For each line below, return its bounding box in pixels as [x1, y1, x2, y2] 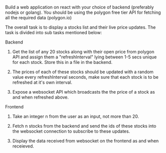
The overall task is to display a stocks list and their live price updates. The [5, 24, 156, 30]
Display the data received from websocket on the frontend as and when [12, 138, 159, 144]
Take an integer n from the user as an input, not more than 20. [12, 113, 139, 119]
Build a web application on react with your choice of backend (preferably [5, 4, 154, 10]
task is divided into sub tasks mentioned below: [5, 30, 102, 35]
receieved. [12, 143, 34, 149]
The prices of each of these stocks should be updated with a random [12, 69, 154, 75]
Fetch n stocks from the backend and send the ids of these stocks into [12, 123, 157, 129]
